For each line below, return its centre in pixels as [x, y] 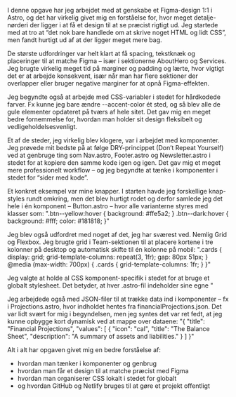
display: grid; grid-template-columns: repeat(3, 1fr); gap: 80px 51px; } [108, 257]
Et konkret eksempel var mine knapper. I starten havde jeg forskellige [107, 191]
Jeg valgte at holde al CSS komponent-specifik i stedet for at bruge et [109, 278]
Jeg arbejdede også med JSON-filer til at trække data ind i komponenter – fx [118, 299]
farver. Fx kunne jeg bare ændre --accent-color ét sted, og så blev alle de [114, 104]
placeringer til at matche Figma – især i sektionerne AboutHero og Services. [117, 61]
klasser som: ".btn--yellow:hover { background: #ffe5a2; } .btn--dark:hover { [118, 214]
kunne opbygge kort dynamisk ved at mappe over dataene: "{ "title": [106, 321]
